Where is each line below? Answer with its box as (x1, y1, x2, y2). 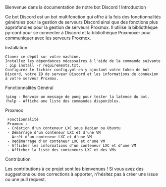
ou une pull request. (5, 177, 46, 182)
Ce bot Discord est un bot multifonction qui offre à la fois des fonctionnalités (5, 14, 161, 19)
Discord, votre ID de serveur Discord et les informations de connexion (5, 72, 159, 77)
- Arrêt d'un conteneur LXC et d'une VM (7, 134, 92, 139)
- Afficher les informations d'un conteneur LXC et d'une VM (7, 143, 136, 148)
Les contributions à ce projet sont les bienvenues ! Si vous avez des (5, 166, 144, 172)
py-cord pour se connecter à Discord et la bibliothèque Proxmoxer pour (5, 30, 151, 35)
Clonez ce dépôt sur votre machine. (5, 54, 81, 59)
